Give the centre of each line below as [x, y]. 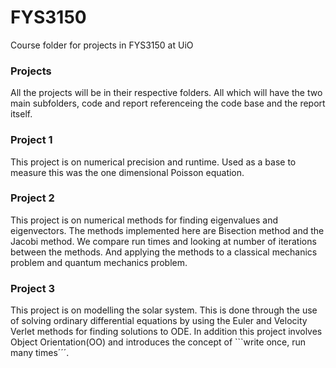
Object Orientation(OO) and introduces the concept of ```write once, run [158, 342]
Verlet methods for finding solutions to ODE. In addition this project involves [166, 332]
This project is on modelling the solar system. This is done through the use [164, 310]
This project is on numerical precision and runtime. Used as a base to [153, 162]
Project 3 [33, 288]
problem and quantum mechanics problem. [99, 262]
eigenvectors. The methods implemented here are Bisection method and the [167, 230]
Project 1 [31, 140]
